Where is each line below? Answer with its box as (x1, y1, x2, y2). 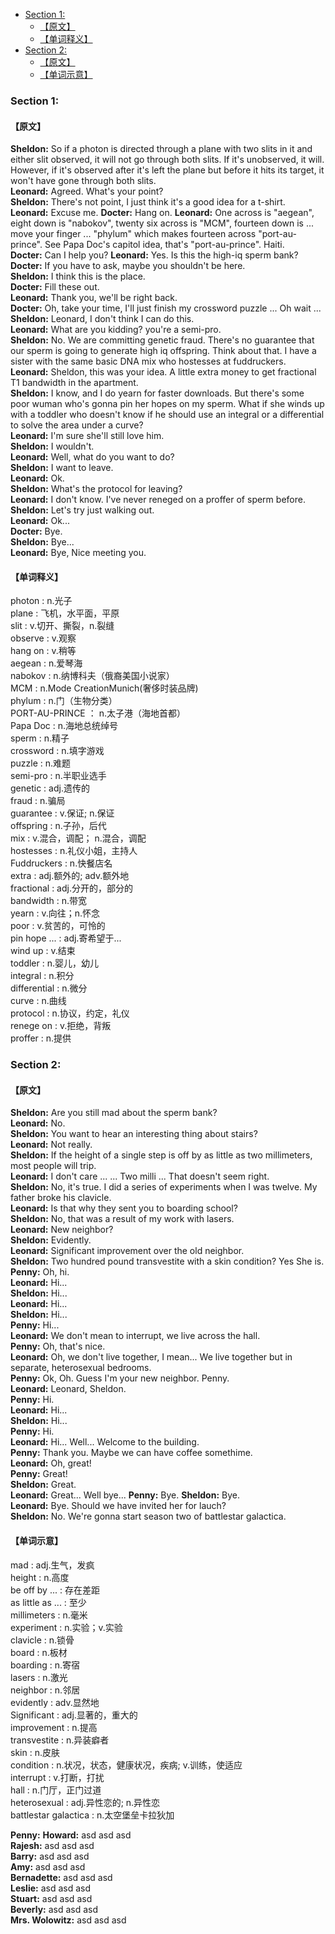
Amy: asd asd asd (10, 1860, 86, 1873)
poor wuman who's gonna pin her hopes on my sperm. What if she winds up (10, 398, 325, 410)
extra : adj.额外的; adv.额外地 (10, 870, 130, 882)
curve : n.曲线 (10, 995, 67, 1007)
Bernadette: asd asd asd (10, 1871, 113, 1883)
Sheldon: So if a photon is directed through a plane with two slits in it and (10, 143, 313, 155)
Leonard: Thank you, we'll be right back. (10, 292, 178, 304)
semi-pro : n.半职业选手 (10, 770, 107, 782)
